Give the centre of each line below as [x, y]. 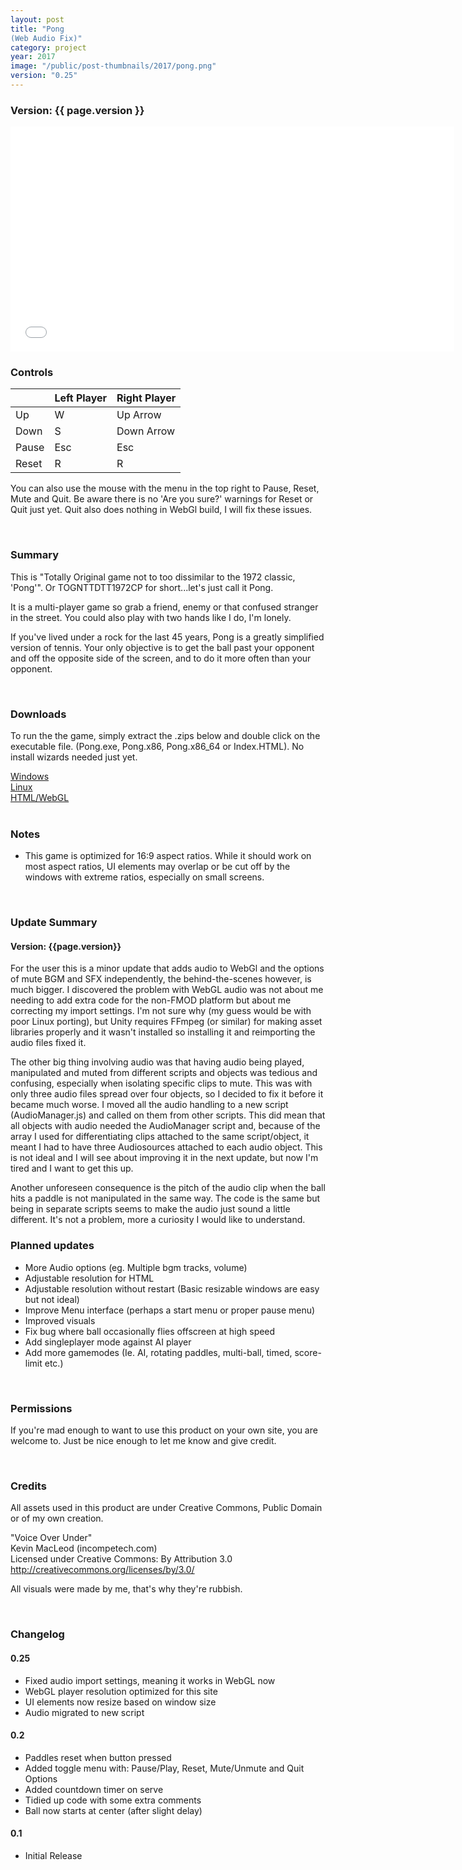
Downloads [38, 714]
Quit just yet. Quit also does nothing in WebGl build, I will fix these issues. [161, 510]
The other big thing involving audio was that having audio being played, [157, 1062]
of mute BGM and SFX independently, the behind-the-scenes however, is [161, 979]
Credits [28, 1486]
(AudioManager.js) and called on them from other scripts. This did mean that [168, 1115]
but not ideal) [52, 1299]
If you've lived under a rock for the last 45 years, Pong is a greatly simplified [167, 637]
